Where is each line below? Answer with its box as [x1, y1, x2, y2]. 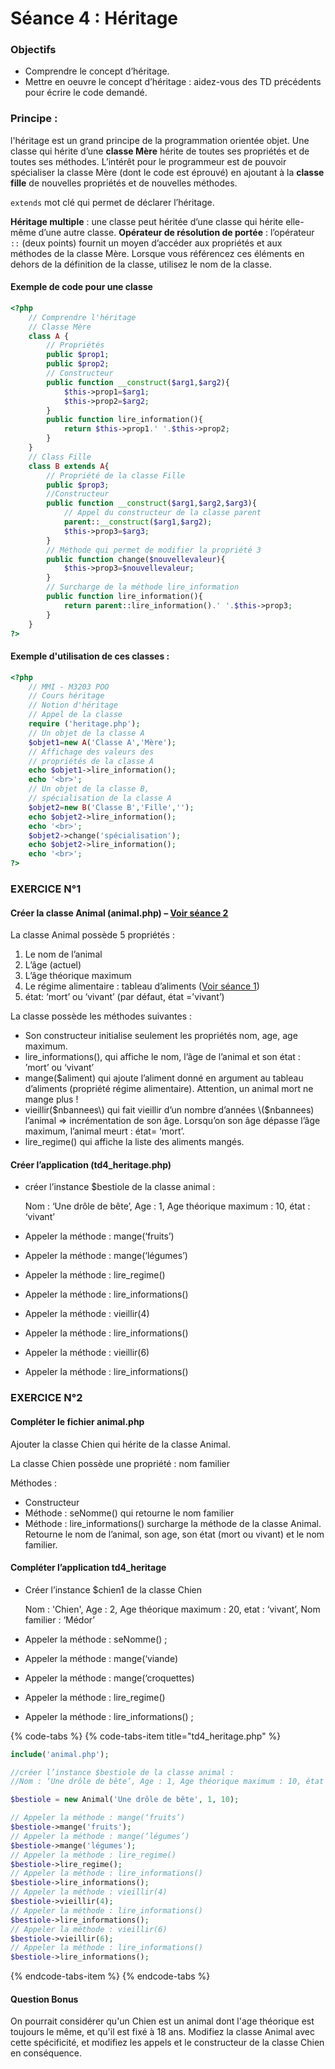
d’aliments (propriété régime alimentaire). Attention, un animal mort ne [24, 1083, 314, 1095]
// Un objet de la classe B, [28, 784, 150, 794]
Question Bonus [10, 1993, 79, 2005]
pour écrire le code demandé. [24, 87, 148, 99]
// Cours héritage [28, 691, 105, 701]
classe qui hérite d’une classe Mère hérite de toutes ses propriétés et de [10, 145, 310, 157]
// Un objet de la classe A [28, 728, 145, 738]
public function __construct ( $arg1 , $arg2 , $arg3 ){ [46, 498, 257, 509]
